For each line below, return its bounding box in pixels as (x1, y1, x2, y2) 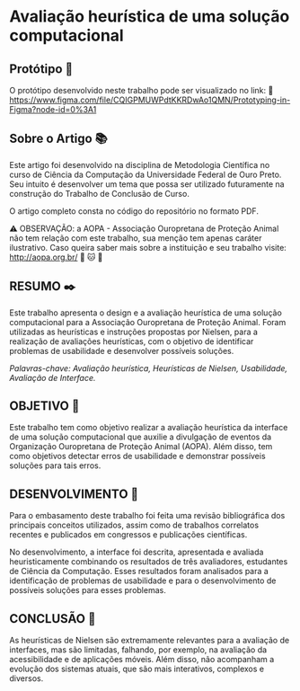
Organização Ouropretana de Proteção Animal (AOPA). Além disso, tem (9, 441, 273, 452)
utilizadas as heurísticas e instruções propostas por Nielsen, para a (9, 326, 259, 337)
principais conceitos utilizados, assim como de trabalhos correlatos (9, 519, 259, 531)
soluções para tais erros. (9, 460, 101, 471)
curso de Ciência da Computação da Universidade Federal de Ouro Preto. (9, 169, 282, 180)
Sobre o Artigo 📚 (9, 131, 108, 146)
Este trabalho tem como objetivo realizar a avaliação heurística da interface (9, 422, 288, 433)
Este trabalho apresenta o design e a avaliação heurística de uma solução (9, 307, 283, 318)
